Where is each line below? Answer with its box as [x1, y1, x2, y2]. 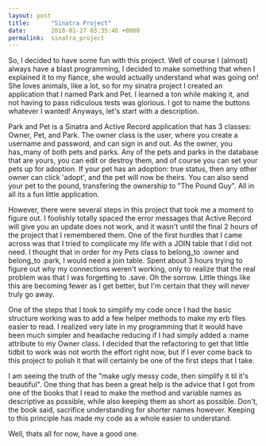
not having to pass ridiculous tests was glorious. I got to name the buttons [8, 98, 250, 108]
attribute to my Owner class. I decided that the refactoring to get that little [8, 339, 249, 349]
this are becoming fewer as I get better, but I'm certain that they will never [8, 281, 250, 291]
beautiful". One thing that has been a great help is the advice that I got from [8, 380, 256, 389]
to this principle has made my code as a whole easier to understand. [8, 413, 232, 423]
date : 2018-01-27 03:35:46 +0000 [8, 26, 141, 34]
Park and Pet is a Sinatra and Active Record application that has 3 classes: [8, 122, 252, 131]
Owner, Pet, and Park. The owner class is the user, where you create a [8, 131, 238, 140]
